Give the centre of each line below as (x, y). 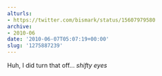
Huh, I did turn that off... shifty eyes (57, 65)
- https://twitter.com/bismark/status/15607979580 (81, 20)
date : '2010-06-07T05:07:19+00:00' (58, 39)
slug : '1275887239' (35, 46)
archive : (20, 26)
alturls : (20, 13)
